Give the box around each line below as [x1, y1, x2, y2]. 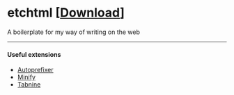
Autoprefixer [17, 66, 54, 74]
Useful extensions [7, 50, 61, 58]
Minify [17, 73, 36, 81]
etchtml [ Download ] [7, 5, 125, 21]
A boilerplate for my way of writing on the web [7, 28, 141, 36]
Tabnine [17, 80, 41, 89]
